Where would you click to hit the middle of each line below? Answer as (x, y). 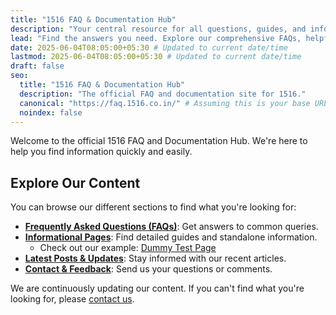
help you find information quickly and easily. (101, 152)
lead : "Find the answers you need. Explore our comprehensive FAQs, (156, 38)
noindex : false (51, 112)
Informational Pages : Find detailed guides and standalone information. (171, 237)
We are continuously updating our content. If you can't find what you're (157, 288)
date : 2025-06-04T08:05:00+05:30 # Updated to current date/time (149, 47)
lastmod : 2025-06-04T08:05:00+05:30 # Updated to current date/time (156, 57)
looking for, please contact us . (72, 299)
